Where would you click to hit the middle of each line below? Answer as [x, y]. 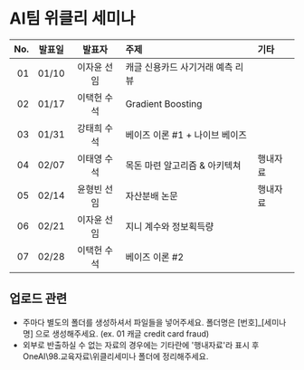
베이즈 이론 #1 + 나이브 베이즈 [186, 135]
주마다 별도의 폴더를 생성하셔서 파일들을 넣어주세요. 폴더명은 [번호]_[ [143, 322]
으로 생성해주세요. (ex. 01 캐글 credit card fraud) [122, 333]
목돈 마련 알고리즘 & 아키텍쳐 [183, 166]
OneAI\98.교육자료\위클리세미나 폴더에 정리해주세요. [115, 356]
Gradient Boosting [164, 103]
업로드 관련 [38, 299]
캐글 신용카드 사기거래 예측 [179, 67]
